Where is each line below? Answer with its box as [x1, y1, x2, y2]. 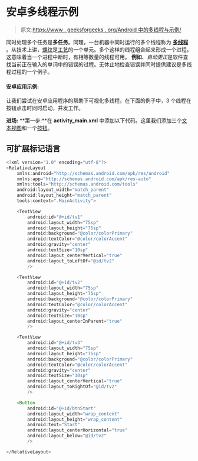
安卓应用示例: [6, 83, 39, 90]
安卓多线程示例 [6, 5, 79, 19]
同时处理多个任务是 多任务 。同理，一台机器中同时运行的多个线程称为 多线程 [6, 38, 189, 46]
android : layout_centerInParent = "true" [27, 318, 123, 324]
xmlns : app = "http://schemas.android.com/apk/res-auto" [16, 176, 151, 182]
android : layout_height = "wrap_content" [27, 416, 123, 423]
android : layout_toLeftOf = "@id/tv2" [27, 258, 115, 264]
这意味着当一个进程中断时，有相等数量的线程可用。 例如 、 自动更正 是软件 [6, 53, 183, 60]
